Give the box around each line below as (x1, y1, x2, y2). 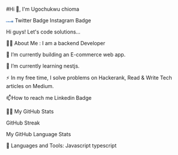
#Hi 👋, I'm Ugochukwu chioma (6, 6, 80, 12)
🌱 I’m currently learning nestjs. (6, 62, 80, 69)
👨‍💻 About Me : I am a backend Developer (6, 40, 105, 46)
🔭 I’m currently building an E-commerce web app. (6, 51, 126, 58)
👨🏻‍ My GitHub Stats (6, 108, 54, 114)
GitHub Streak (6, 119, 40, 126)
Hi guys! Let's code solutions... (6, 28, 81, 35)
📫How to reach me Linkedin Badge (6, 95, 92, 101)
